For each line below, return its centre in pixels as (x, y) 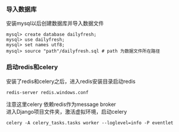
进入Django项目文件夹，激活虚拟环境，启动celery (67, 111)
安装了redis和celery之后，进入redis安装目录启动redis (71, 81)
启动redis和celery (32, 67)
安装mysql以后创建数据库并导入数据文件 (55, 23)
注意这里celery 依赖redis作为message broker (61, 104)
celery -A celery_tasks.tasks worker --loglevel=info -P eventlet (90, 123)
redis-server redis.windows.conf (47, 92)
